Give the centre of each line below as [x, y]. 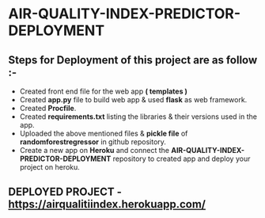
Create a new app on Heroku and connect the [95, 150]
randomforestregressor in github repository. [93, 142]
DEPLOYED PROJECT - [65, 192]
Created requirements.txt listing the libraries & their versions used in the [138, 117]
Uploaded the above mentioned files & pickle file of [104, 133]
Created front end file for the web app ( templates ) [104, 91]
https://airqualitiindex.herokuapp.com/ [107, 204]
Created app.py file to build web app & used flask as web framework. [133, 99]
